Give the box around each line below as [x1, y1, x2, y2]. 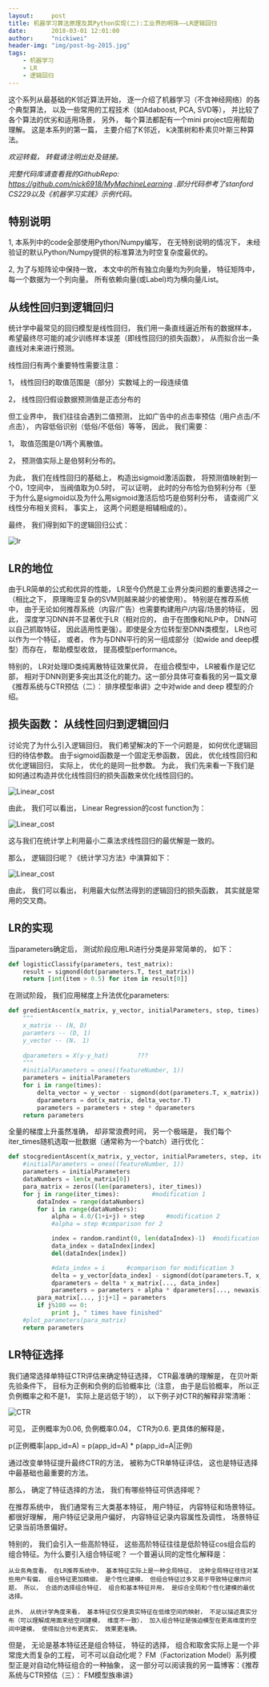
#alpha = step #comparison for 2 [50, 1220, 163, 1228]
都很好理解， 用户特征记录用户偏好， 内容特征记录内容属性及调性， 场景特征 [8, 1512, 260, 1522]
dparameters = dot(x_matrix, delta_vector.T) [37, 1096, 192, 1105]
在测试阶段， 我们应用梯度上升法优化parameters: [8, 991, 170, 1000]
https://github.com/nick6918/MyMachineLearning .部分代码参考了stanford [8, 178, 254, 189]
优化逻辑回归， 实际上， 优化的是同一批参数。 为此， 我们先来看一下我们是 [8, 760, 255, 770]
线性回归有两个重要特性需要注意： [8, 361, 121, 370]
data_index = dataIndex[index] [50, 1242, 156, 1250]
